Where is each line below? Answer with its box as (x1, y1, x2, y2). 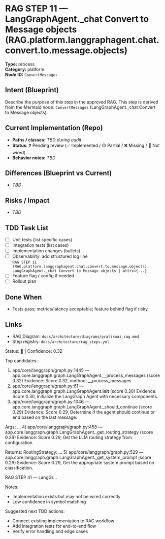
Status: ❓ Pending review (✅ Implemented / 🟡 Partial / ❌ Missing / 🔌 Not (12, 142, 160, 148)
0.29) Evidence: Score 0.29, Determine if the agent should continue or (12, 409, 155, 415)
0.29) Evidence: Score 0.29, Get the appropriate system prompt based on (5, 460, 154, 466)
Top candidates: (5, 358, 38, 364)
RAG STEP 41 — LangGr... (5, 474, 57, 480)
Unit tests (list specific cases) (12, 237, 73, 242)
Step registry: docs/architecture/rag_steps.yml (12, 338, 110, 344)
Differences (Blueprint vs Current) (5, 168, 112, 177)
